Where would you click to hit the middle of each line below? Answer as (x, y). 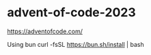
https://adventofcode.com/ (45, 31)
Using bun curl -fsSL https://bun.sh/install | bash (76, 44)
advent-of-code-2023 (72, 13)
